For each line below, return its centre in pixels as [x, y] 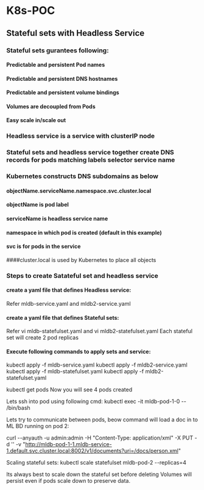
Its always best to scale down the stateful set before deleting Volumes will [99, 474]
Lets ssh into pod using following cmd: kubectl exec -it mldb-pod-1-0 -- [97, 401]
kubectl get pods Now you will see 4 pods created [69, 390]
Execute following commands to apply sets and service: [79, 351]
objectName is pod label [37, 205]
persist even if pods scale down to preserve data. [69, 481]
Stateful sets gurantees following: [58, 50]
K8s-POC [31, 11]
